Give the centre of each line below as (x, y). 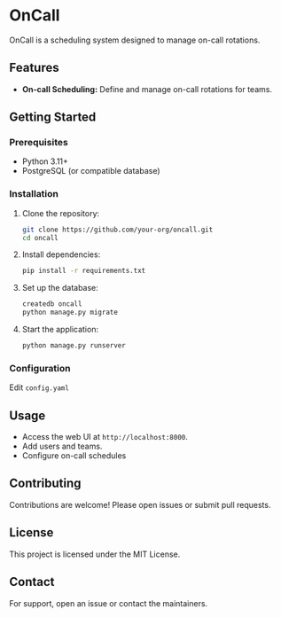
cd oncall (40, 238)
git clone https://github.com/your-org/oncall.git (117, 230)
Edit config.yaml (39, 387)
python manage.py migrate (70, 312)
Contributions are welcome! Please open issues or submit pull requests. (140, 504)
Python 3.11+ (45, 161)
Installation (34, 194)
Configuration (40, 368)
